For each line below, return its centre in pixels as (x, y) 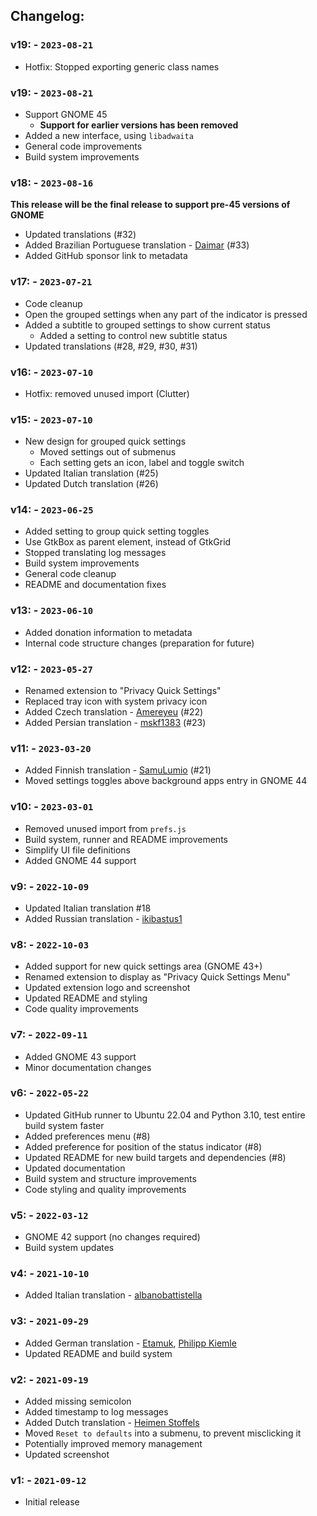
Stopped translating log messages (95, 553)
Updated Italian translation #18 (88, 908)
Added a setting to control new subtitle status (133, 335)
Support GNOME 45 (66, 114)
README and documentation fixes (95, 585)
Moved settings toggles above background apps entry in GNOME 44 (166, 781)
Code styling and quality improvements (105, 1189)
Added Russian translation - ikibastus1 (103, 918)
